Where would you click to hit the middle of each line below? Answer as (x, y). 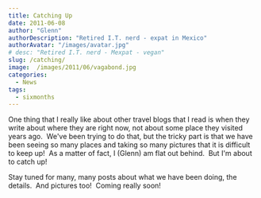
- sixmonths (35, 97)
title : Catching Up (40, 16)
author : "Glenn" (35, 30)
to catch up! (28, 162)
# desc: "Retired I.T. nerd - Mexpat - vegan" (86, 52)
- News (26, 82)
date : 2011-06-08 (37, 23)
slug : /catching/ (37, 60)
